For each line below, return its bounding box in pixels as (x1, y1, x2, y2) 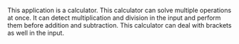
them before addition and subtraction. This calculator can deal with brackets (7, 21, 232, 29)
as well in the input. (7, 28, 64, 37)
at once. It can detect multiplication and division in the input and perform (7, 13, 221, 22)
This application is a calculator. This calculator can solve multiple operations (7, 6, 232, 14)
